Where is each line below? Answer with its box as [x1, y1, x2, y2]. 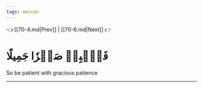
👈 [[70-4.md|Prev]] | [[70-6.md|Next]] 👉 [6, 25, 112, 33]
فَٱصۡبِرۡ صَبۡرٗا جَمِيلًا [6, 49, 109, 63]
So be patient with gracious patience [6, 69, 98, 76]
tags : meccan [6, 8, 39, 15]
